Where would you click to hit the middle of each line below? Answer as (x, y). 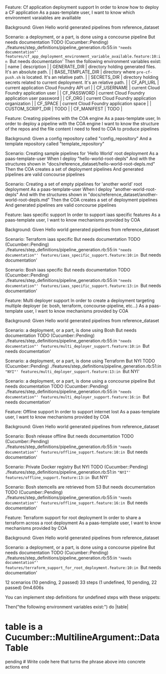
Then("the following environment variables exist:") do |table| (67, 607)
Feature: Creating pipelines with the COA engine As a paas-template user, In (83, 118)
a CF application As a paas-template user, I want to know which (70, 12)
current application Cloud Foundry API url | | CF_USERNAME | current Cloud (83, 88)
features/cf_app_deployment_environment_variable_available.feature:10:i (83, 56)
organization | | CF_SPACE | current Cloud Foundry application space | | (78, 103)
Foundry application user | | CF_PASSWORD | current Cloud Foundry (75, 93)
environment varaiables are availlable (43, 18)
